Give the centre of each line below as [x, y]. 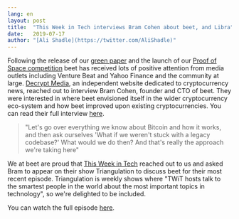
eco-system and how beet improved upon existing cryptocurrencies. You [115, 106]
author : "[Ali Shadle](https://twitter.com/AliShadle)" [92, 41]
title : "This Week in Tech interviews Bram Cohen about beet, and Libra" [121, 27]
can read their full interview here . [56, 114]
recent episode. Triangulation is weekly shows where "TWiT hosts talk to [114, 179]
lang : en [20, 14]
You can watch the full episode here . [61, 208]
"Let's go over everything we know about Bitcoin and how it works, [123, 127]
